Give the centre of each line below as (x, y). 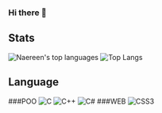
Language (34, 82)
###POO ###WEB (67, 101)
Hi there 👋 (28, 13)
